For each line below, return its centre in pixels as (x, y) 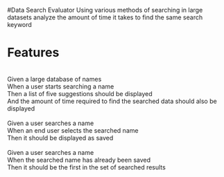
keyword (20, 25)
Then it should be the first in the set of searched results (87, 167)
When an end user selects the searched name (73, 130)
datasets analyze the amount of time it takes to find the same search (105, 17)
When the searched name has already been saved (79, 160)
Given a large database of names (54, 79)
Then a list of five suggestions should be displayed (80, 93)
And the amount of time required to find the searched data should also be (112, 101)
